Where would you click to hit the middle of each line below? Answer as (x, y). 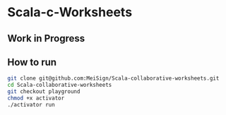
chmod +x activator (36, 98)
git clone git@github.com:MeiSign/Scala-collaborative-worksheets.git (113, 78)
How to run (32, 62)
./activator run (31, 104)
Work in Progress (46, 38)
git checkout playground (44, 92)
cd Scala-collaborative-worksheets (60, 85)
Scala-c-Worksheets (70, 12)
